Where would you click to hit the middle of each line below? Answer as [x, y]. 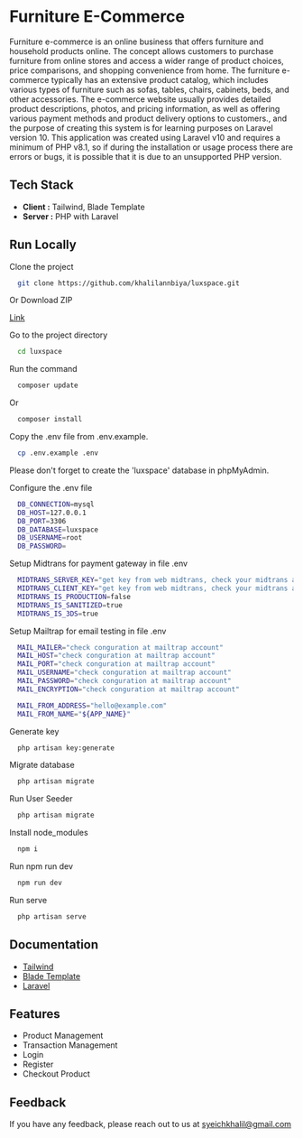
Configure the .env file [51, 487]
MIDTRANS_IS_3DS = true [58, 614]
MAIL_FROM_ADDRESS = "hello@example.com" [92, 706]
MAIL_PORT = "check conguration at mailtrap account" [117, 664]
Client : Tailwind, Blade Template [84, 207]
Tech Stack [41, 185]
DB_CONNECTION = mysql [56, 504]
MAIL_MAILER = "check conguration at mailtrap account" [120, 647]
